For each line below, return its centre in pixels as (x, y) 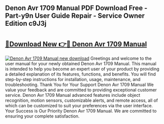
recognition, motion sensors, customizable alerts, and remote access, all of (82, 100)
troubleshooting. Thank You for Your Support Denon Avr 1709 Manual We (80, 84)
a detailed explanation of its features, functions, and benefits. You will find (81, 74)
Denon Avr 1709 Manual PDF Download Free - (76, 8)
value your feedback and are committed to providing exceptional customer (81, 90)
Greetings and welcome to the (121, 58)
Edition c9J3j (26, 23)
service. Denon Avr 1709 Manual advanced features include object (73, 95)
